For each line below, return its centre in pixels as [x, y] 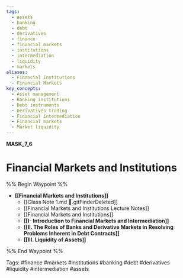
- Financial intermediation [46, 116]
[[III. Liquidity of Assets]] [55, 240]
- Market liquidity [36, 127]
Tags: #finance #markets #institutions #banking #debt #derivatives [88, 262]
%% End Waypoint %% [35, 251]
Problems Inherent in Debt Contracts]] [71, 233]
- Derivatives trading [39, 111]
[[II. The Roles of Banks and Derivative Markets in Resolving [98, 227]
